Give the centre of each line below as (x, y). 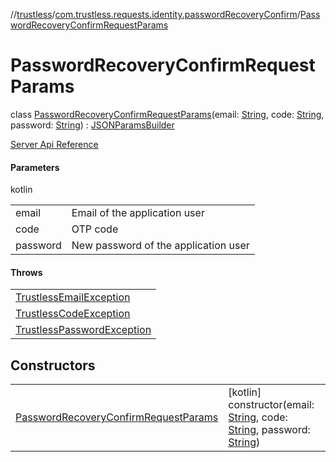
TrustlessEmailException (73, 297)
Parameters (35, 167)
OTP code (95, 229)
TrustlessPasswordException (83, 330)
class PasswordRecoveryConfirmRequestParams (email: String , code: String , (167, 114)
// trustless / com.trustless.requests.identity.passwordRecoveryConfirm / (155, 14)
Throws (26, 272)
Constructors (53, 365)
